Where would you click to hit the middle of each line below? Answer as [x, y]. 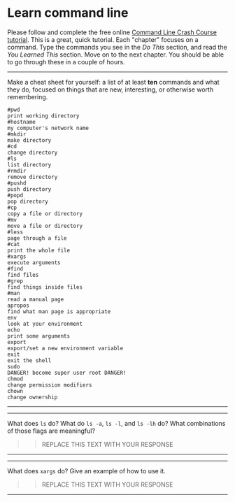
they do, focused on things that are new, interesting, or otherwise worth [111, 89]
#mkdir [17, 134]
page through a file [37, 238]
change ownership [33, 397]
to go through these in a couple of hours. [66, 62]
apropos [19, 306]
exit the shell [29, 360]
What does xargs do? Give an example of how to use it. [86, 471]
